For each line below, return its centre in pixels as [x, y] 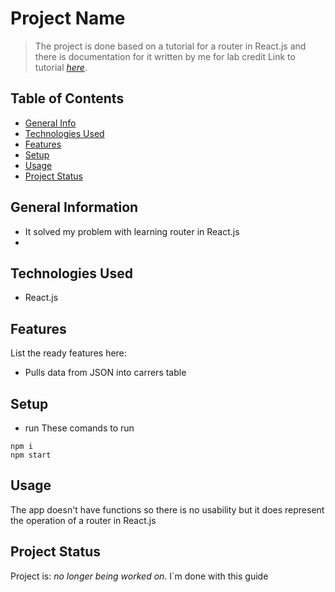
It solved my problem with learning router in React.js [132, 231]
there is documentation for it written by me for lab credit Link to [165, 56]
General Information [74, 207]
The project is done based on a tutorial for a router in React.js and [170, 46]
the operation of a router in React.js [83, 520]
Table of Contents [67, 98]
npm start [31, 455]
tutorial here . [61, 67]
